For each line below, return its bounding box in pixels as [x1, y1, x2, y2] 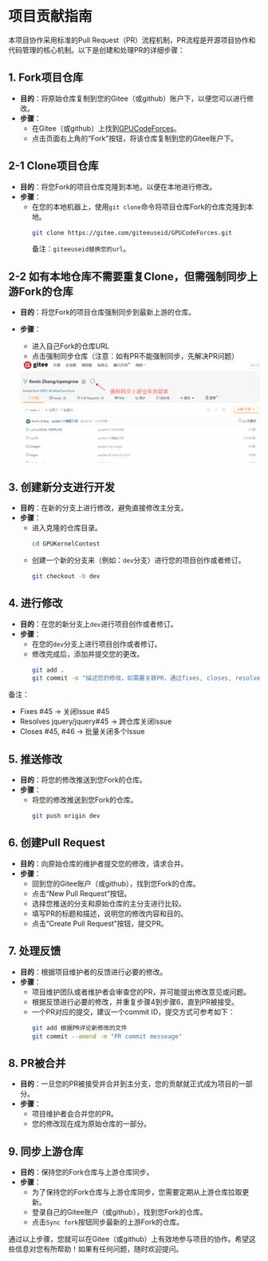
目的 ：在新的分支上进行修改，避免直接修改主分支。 [19, 503, 188, 513]
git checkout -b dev [31, 572, 100, 580]
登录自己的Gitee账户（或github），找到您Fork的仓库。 [31, 1207, 207, 1217]
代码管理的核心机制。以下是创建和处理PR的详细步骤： [8, 45, 185, 54]
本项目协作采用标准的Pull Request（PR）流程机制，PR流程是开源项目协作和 [8, 35, 256, 45]
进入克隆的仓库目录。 [31, 523, 102, 533]
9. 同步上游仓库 [8, 1144, 84, 1158]
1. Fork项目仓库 [8, 71, 84, 85]
